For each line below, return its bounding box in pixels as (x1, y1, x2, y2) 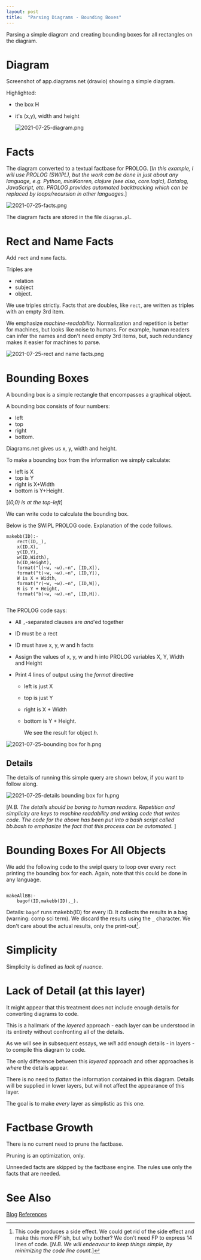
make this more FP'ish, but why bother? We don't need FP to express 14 (14, 1234, 193, 1241)
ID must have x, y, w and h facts (14, 641, 94, 649)
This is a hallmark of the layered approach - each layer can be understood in (6, 1021, 195, 1029)
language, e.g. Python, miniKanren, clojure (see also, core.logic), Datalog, (6, 178, 189, 185)
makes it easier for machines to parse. (6, 339, 100, 346)
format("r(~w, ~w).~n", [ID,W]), (17, 581, 100, 587)
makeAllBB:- (6, 893, 36, 899)
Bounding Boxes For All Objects (6, 844, 166, 857)
